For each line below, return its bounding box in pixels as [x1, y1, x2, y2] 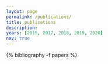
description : [6, 24, 38, 31]
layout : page [6, 8, 38, 15]
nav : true [6, 35, 30, 41]
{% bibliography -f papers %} [6, 52, 78, 58]
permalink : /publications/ [6, 14, 72, 20]
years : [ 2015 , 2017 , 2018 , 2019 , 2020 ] [6, 30, 103, 36]
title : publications [6, 19, 57, 25]
